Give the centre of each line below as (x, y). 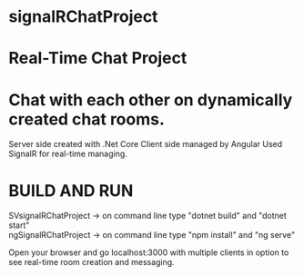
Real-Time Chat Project (98, 59)
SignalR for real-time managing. (68, 154)
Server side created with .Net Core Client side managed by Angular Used (146, 144)
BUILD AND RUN (71, 190)
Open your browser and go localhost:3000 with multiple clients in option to (149, 252)
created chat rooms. (87, 119)
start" (19, 225)
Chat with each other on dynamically (151, 99)
